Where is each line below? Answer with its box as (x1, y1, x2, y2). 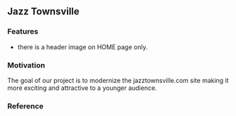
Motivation (7, 60, 46, 70)
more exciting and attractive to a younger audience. (7, 84, 157, 92)
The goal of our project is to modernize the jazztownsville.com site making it (7, 76, 229, 84)
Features (7, 27, 39, 37)
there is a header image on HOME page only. (17, 42, 148, 51)
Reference (7, 101, 44, 111)
